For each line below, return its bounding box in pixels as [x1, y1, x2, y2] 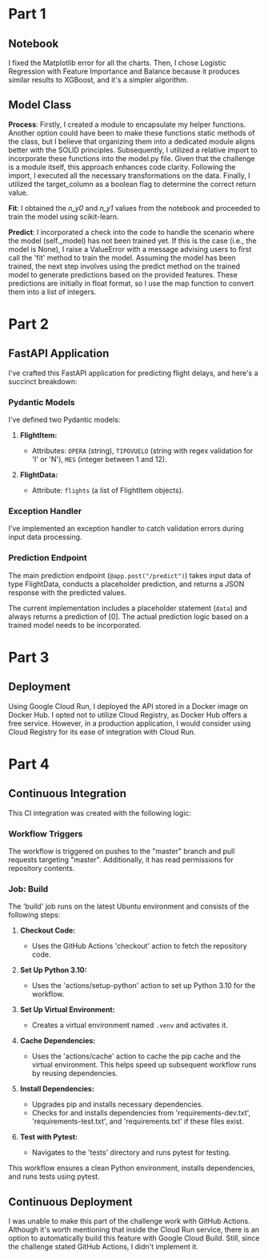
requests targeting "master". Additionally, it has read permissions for [8, 855, 234, 864]
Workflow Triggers [8, 828, 83, 839]
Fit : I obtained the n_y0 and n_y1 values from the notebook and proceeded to [8, 203, 261, 213]
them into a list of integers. [8, 286, 97, 297]
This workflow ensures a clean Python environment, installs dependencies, [8, 1164, 256, 1173]
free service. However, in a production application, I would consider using [8, 719, 251, 728]
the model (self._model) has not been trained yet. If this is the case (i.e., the [8, 236, 258, 245]
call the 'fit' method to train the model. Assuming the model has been [8, 253, 236, 262]
